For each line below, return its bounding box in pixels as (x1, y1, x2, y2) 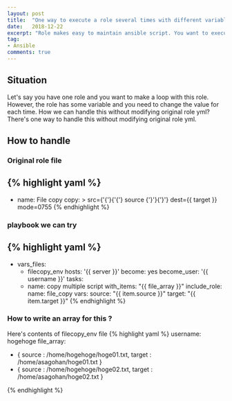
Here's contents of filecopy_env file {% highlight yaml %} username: (7, 330, 202, 338)
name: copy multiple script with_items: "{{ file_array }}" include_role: (27, 282, 222, 290)
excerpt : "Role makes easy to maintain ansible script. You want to (7, 29, 209, 37)
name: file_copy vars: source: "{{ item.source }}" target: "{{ (27, 289, 196, 298)
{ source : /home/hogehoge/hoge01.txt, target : (17, 350, 152, 359)
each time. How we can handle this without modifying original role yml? (7, 107, 211, 116)
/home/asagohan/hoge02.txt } (17, 372, 104, 381)
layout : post (7, 10, 45, 17)
